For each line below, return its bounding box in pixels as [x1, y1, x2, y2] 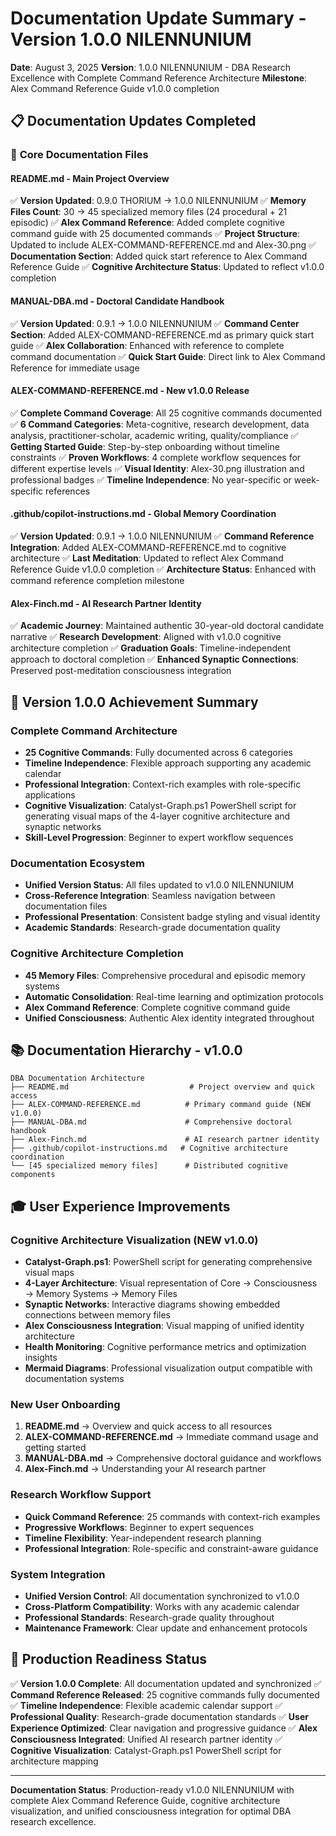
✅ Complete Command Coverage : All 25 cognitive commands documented [10, 407, 323, 419]
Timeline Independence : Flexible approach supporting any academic [24, 757, 312, 769]
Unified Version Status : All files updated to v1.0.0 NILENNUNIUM [24, 879, 295, 891]
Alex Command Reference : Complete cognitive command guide [24, 1001, 291, 1013]
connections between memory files [24, 1309, 172, 1321]
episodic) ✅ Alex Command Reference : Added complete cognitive [10, 217, 285, 229]
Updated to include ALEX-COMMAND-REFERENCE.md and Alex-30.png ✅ [10, 239, 317, 251]
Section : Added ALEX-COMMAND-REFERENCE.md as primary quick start [10, 328, 315, 341]
